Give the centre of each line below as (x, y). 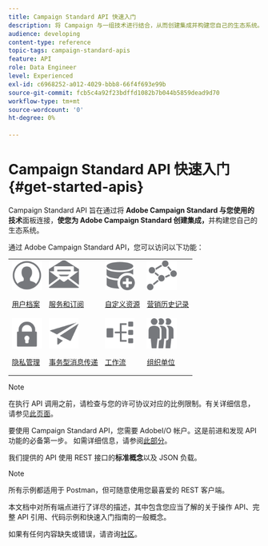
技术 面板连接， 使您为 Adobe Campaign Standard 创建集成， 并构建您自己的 (133, 220)
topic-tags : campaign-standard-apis (69, 51)
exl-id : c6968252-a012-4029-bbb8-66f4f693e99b (87, 84)
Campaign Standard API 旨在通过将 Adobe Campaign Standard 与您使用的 (131, 210)
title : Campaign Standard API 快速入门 (72, 17)
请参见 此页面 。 (33, 414)
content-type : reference (50, 42)
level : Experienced (41, 76)
